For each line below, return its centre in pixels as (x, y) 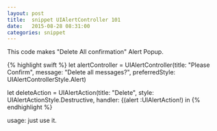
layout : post (26, 13)
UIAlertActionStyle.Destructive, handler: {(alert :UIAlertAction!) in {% (104, 100)
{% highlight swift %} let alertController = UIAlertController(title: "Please (108, 65)
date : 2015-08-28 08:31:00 (49, 26)
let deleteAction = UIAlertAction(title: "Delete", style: (80, 93)
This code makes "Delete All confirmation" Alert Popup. (86, 52)
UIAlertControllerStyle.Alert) (47, 80)
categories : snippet (37, 32)
